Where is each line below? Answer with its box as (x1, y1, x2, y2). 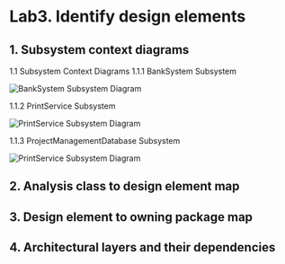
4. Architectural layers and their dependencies (9, 240, 276, 255)
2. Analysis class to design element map (9, 179, 240, 194)
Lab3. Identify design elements (9, 6, 246, 27)
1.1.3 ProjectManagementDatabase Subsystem (9, 136, 181, 145)
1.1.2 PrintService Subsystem (9, 101, 116, 111)
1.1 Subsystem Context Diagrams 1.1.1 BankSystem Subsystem (9, 66, 236, 76)
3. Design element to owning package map (9, 209, 254, 224)
